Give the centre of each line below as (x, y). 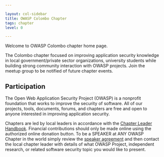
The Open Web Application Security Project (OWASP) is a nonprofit (73, 98)
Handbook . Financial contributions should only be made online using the (78, 129)
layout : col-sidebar (26, 14)
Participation (25, 86)
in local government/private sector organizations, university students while (81, 61)
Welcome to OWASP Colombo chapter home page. (56, 46)
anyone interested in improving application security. (57, 114)
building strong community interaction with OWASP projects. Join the (75, 66)
